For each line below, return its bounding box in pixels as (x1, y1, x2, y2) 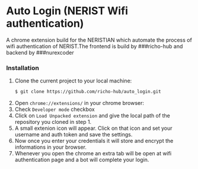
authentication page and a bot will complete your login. (14, 156, 149, 164)
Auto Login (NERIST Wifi (6, 4, 129, 18)
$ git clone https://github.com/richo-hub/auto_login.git (14, 89, 161, 95)
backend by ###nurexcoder (6, 49, 74, 56)
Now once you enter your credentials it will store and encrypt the (14, 138, 174, 145)
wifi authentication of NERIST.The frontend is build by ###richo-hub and (6, 43, 183, 50)
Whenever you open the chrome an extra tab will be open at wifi (14, 150, 172, 157)
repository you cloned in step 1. (14, 119, 92, 126)
